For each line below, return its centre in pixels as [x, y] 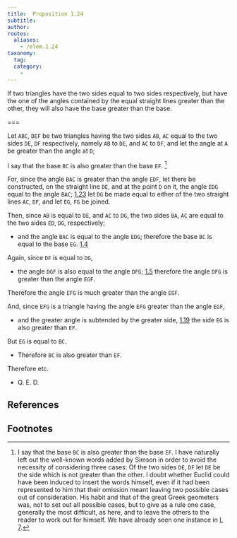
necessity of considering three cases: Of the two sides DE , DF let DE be [119, 467]
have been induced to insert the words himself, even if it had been [114, 482]
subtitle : [22, 21]
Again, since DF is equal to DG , [50, 258]
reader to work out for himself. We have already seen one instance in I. [120, 520]
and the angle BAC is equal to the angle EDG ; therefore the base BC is [115, 237]
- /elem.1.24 [39, 47]
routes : [19, 34]
